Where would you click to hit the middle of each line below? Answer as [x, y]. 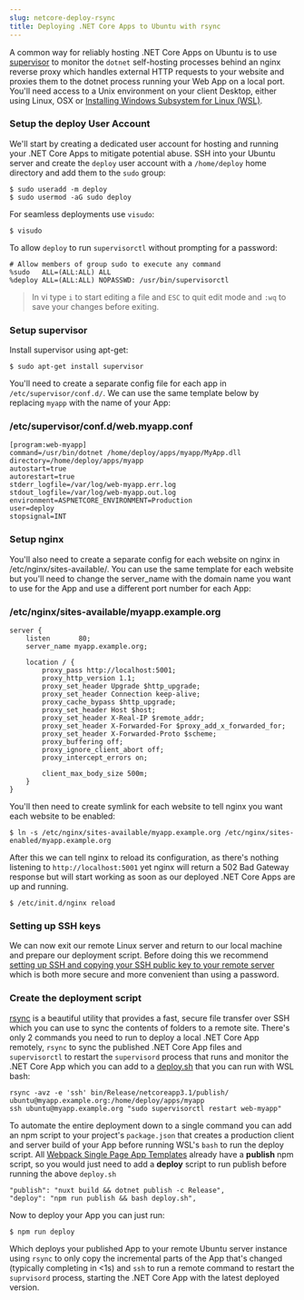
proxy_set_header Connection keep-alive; [122, 694]
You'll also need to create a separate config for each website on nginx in [145, 559]
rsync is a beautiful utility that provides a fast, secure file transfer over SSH [150, 1017]
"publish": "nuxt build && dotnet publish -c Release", [117, 1190]
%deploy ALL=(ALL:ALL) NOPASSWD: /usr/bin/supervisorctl [119, 280]
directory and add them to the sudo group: [88, 173]
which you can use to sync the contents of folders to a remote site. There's [150, 1027]
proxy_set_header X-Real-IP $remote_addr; [123, 718]
